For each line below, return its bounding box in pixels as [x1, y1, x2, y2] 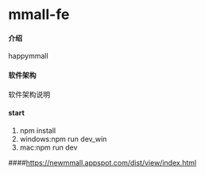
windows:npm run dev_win [19, 134, 107, 143]
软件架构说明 [8, 89, 50, 99]
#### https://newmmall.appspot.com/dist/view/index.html [8, 158, 197, 167]
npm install [19, 125, 56, 135]
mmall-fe [8, 6, 70, 24]
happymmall [8, 51, 49, 61]
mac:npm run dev [19, 143, 78, 152]
